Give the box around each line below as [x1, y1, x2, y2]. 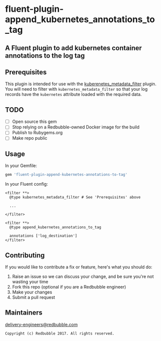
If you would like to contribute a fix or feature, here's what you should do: [5, 264, 153, 270]
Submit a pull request [12, 294, 55, 300]
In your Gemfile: [5, 163, 38, 169]
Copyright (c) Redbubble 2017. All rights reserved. [5, 331, 115, 336]
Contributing [5, 251, 45, 259]
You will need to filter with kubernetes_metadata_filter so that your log [5, 86, 148, 92]
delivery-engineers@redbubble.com [5, 321, 78, 327]
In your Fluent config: [5, 181, 48, 187]
